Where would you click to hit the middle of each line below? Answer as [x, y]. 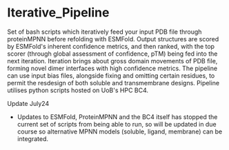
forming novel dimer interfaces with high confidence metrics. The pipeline [112, 68]
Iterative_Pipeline [58, 13]
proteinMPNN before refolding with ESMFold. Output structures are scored [113, 39]
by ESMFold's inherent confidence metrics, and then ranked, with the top [111, 46]
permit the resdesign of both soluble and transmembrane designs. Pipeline [113, 83]
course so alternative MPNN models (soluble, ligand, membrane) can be [120, 131]
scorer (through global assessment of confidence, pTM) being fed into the [112, 54]
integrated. [32, 138]
